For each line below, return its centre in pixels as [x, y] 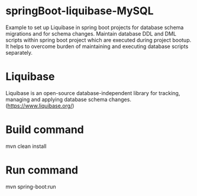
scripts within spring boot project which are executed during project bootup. [98, 40]
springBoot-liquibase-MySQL [80, 11]
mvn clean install [26, 146]
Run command [42, 170]
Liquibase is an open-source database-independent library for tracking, [93, 93]
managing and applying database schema [56, 99]
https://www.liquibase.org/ [40, 106]
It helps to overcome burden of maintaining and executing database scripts [97, 46]
